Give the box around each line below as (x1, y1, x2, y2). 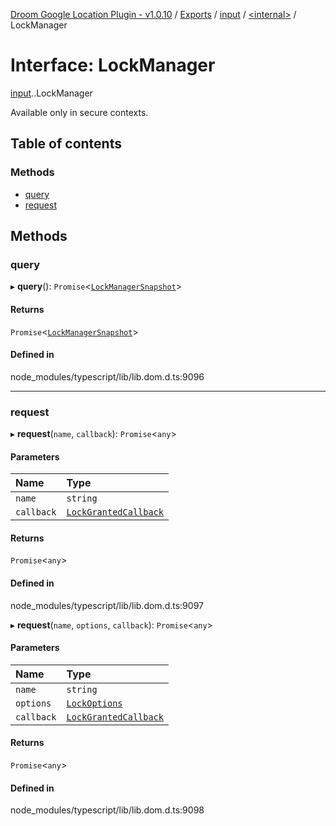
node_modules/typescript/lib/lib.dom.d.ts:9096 (10, 370, 205, 383)
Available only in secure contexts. (10, 106, 149, 118)
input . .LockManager (10, 87, 93, 99)
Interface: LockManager (10, 54, 216, 77)
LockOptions (66, 697, 123, 709)
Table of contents (10, 135, 122, 153)
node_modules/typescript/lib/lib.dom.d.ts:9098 (10, 804, 205, 816)
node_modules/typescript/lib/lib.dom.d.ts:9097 (10, 599, 204, 611)
